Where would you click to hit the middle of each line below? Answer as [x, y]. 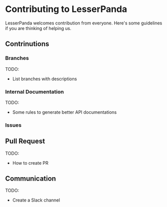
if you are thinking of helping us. [38, 28]
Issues [13, 125]
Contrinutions [27, 44]
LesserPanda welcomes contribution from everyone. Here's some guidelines [84, 23]
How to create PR [30, 163]
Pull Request [25, 141]
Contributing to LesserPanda [66, 9]
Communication [31, 179]
